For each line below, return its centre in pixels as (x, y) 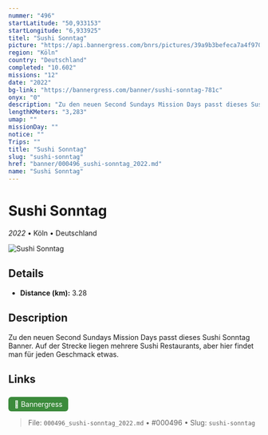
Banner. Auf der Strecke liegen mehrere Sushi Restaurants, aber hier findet (131, 346)
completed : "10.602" (43, 68)
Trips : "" (25, 142)
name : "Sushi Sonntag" (46, 172)
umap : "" (23, 120)
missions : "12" (33, 75)
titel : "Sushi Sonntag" (48, 38)
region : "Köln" (33, 53)
